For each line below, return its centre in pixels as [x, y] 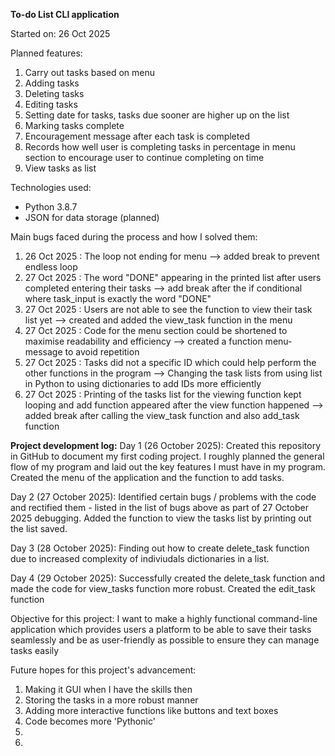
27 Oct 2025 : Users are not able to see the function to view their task [168, 309]
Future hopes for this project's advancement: [103, 670]
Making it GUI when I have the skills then [108, 689]
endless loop [51, 267]
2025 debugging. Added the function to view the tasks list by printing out [161, 518]
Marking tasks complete [74, 125]
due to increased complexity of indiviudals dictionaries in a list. [140, 558]
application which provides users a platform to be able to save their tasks [161, 629]
